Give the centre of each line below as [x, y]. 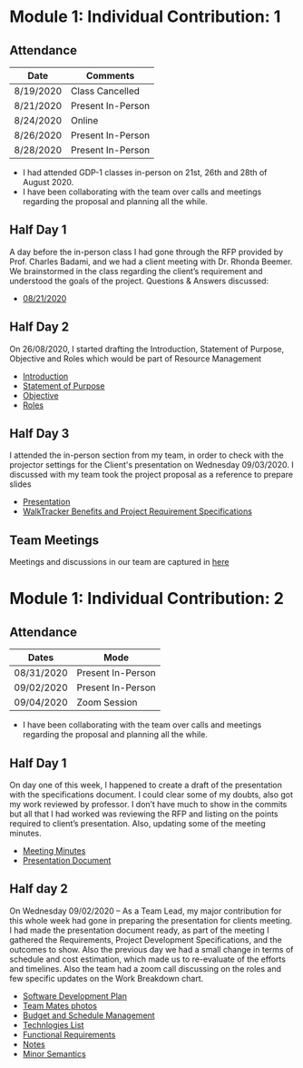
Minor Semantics [54, 1053]
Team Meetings [54, 540]
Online [85, 120]
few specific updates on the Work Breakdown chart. [107, 978]
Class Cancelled [106, 91]
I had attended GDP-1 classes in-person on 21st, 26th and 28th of [145, 173]
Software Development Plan [74, 995]
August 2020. [48, 182]
